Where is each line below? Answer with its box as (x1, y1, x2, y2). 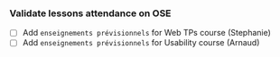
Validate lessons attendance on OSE (9, 7, 172, 20)
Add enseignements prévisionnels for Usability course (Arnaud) (22, 37, 260, 48)
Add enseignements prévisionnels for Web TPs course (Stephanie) (22, 28, 271, 38)
